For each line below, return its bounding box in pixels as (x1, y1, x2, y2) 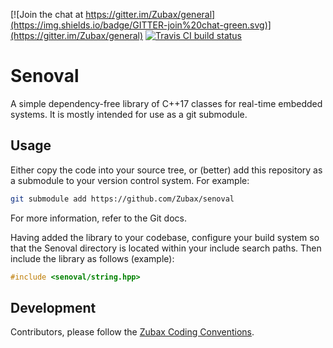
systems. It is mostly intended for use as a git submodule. (10, 108, 248, 120)
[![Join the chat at (10, 9, 84, 20)
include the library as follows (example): (10, 252, 175, 264)
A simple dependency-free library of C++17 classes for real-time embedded (10, 97, 323, 109)
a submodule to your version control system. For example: (10, 174, 250, 186)
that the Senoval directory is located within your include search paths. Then (10, 242, 322, 254)
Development (10, 299, 97, 316)
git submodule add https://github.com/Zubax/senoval (10, 194, 235, 204)
